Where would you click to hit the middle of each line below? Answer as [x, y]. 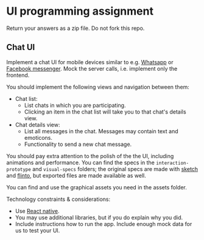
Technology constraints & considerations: [58, 199]
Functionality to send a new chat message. [78, 144]
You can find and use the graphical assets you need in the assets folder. [97, 187]
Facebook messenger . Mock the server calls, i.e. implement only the [92, 68]
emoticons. [38, 137]
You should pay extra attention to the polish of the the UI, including [90, 156]
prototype [19, 169]
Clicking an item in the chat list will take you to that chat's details [105, 112]
